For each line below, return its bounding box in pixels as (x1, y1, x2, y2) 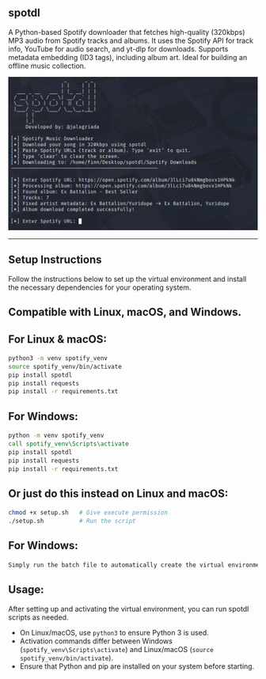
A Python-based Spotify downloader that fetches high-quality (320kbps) (8, 27, 245, 36)
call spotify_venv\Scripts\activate (8, 440, 129, 448)
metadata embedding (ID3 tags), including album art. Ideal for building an (8, 52, 248, 62)
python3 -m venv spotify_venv (8, 354, 108, 362)
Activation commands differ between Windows (19, 636, 173, 646)
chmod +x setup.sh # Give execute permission (8, 509, 169, 517)
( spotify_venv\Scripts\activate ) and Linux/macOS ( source (19, 644, 214, 654)
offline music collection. (8, 61, 86, 70)
